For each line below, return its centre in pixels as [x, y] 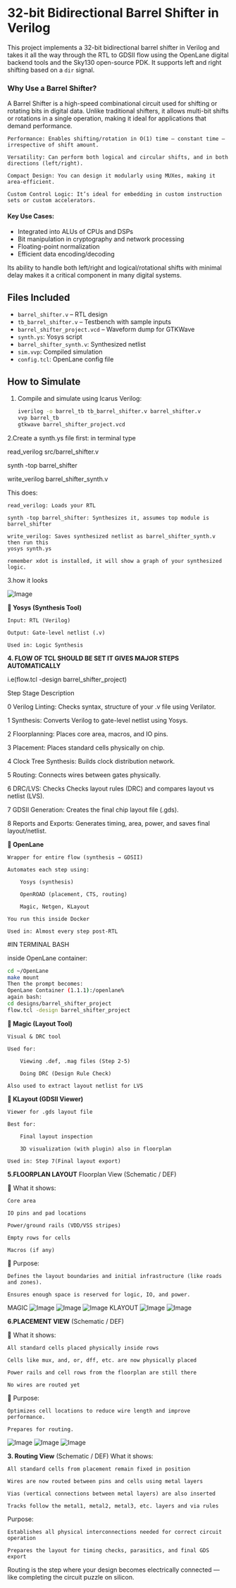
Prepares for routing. [41, 1429]
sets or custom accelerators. [52, 201]
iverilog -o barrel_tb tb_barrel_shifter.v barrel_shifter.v [109, 411]
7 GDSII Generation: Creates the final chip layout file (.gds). [93, 809]
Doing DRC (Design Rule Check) [66, 1073]
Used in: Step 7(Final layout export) [64, 1161]
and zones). [25, 1282]
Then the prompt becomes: [45, 984]
